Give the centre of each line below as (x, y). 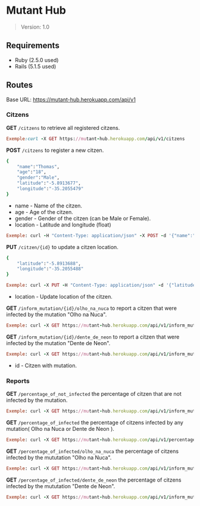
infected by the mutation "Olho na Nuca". (57, 315)
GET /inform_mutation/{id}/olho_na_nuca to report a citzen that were (92, 308)
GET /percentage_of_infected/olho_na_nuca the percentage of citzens (93, 451)
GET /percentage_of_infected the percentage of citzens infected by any (95, 423)
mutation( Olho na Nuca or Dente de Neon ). (60, 429)
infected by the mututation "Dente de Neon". (61, 486)
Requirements (33, 46)
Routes (20, 85)
